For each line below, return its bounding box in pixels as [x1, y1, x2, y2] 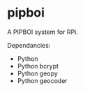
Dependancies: [7, 41, 51, 49]
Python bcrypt [17, 62, 59, 70]
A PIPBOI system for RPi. [7, 28, 79, 36]
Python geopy [17, 69, 58, 77]
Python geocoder [17, 76, 68, 84]
